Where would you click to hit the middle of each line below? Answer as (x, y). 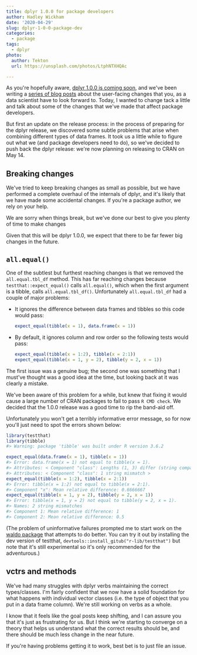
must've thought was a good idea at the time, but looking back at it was (92, 377)
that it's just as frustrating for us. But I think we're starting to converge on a (97, 622)
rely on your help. (27, 206)
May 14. (16, 155)
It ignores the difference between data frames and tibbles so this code (99, 309)
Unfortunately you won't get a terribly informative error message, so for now (98, 418)
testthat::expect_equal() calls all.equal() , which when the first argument (97, 285)
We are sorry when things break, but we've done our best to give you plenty (98, 218)
